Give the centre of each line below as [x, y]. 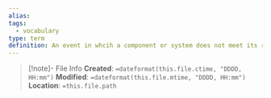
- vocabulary [38, 31]
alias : [19, 16]
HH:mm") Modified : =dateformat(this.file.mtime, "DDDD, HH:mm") [137, 77]
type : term [27, 38]
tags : [17, 23]
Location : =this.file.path [72, 86]
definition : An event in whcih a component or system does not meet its [133, 46]
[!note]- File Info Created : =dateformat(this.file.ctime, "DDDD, [135, 68]
